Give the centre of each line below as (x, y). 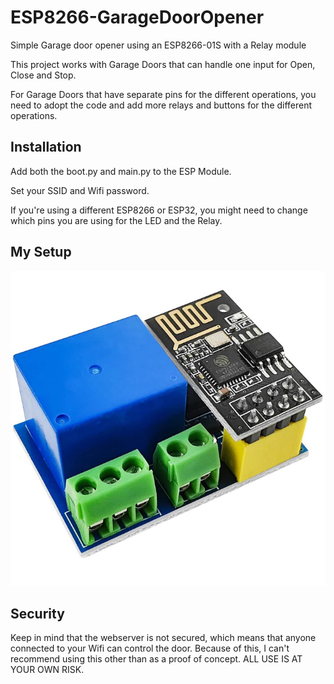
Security (37, 613)
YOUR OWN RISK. (47, 670)
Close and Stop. (43, 75)
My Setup (41, 252)
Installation (46, 147)
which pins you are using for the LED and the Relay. (116, 220)
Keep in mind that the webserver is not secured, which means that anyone (163, 638)
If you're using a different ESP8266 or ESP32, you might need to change (159, 210)
